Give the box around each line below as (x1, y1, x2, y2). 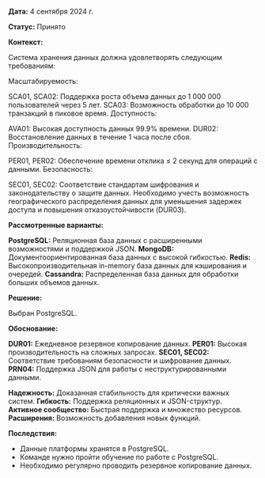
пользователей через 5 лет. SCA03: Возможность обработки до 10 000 (8, 101, 249, 109)
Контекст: (8, 37, 44, 47)
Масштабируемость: (8, 77, 78, 85)
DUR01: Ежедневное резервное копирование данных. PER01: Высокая (8, 340, 248, 348)
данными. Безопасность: (8, 165, 93, 173)
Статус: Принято (8, 22, 66, 31)
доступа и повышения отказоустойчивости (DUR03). (8, 205, 187, 214)
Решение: (8, 293, 43, 302)
